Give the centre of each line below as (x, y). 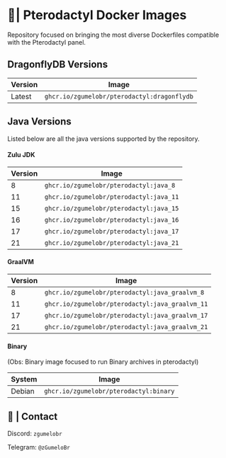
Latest (21, 96)
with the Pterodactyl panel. (47, 42)
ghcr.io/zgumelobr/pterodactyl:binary (109, 391)
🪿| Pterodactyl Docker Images (97, 15)
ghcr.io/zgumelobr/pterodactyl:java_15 (112, 208)
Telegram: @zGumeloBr (39, 447)
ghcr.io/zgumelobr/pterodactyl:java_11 (112, 197)
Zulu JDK (21, 155)
